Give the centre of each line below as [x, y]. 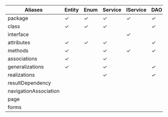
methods [18, 51]
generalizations [26, 67]
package [18, 18]
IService [136, 10]
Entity [71, 10]
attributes [19, 43]
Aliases [34, 10]
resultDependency [29, 83]
